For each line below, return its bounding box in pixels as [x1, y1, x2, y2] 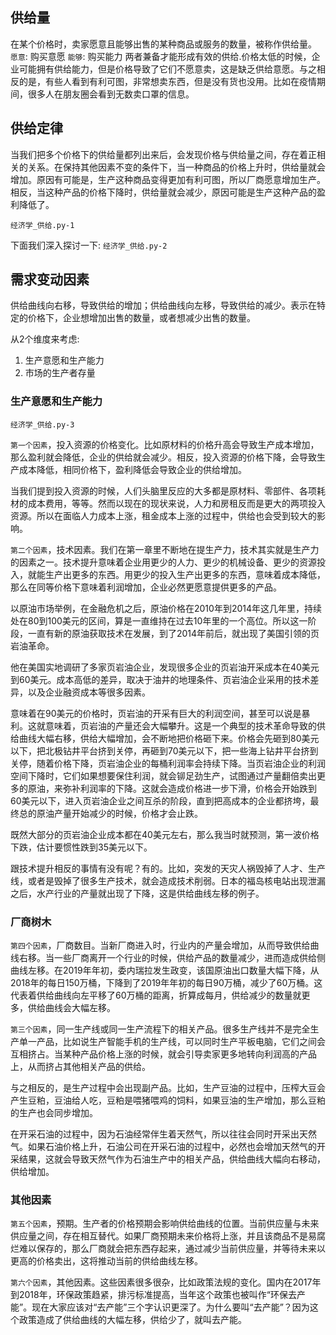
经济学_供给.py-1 [10, 220, 75, 230]
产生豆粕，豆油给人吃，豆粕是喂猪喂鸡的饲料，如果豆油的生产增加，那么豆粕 [10, 1094, 326, 1107]
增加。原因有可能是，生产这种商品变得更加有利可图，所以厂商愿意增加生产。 [10, 173, 326, 185]
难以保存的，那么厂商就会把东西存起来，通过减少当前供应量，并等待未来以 [18, 1243, 326, 1255]
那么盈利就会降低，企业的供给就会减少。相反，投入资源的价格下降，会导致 [10, 451, 317, 463]
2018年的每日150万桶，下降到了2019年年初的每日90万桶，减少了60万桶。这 [10, 977, 323, 989]
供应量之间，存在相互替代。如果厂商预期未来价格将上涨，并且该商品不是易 [10, 1230, 317, 1242]
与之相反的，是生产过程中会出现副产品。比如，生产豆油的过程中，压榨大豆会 [10, 1082, 326, 1094]
